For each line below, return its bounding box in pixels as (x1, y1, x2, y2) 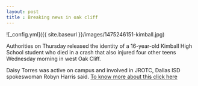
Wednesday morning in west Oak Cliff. (6, 55, 101, 62)
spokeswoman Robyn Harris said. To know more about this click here (6, 73, 178, 80)
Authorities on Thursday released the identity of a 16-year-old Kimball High (6, 42, 193, 50)
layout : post (6, 8, 39, 15)
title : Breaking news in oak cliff (6, 14, 98, 20)
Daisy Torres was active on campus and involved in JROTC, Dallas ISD (6, 66, 181, 73)
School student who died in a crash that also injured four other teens (6, 48, 176, 56)
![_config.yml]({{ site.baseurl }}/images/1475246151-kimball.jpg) (6, 30, 165, 38)
